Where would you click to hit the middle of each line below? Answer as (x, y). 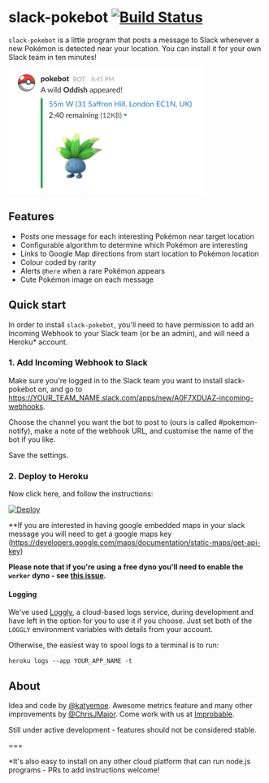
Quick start (37, 305)
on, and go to (60, 389)
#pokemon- (238, 422)
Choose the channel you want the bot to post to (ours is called (113, 422)
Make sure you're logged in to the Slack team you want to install (116, 380)
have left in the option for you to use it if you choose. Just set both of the (130, 621)
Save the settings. (39, 455)
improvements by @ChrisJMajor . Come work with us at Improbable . (121, 714)
